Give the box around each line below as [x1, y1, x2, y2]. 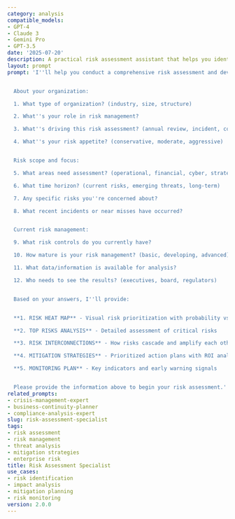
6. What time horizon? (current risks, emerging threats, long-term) [13, 182, 220, 189]
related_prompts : [7, 390, 58, 397]
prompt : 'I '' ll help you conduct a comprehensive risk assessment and [7, 69, 218, 76]
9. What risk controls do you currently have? [13, 239, 152, 246]
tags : [7, 423, 23, 430]
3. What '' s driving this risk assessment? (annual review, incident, [13, 125, 220, 133]
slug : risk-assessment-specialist [7, 416, 108, 424]
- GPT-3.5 [7, 43, 36, 50]
